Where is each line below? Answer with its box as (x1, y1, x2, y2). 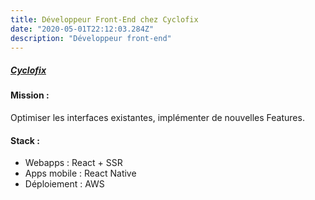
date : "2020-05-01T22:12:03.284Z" (10, 24, 155, 34)
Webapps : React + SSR (24, 157, 123, 169)
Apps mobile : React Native (24, 167, 137, 180)
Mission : (10, 89, 50, 101)
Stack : (10, 134, 40, 146)
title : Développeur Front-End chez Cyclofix (10, 14, 199, 25)
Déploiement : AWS (24, 178, 105, 190)
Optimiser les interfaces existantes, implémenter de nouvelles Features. (10, 111, 305, 123)
